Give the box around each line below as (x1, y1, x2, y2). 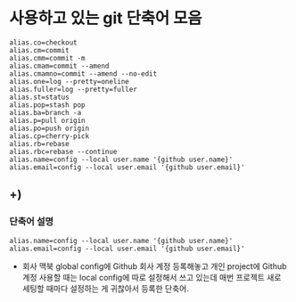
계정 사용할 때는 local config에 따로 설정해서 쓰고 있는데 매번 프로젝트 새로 (21, 272, 282, 282)
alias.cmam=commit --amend (9, 61, 110, 70)
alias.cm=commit (9, 45, 70, 54)
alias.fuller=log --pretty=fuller (9, 85, 138, 94)
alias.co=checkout (9, 37, 78, 47)
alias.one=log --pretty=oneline (9, 77, 129, 86)
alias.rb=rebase (9, 139, 70, 148)
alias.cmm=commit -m (9, 53, 86, 62)
